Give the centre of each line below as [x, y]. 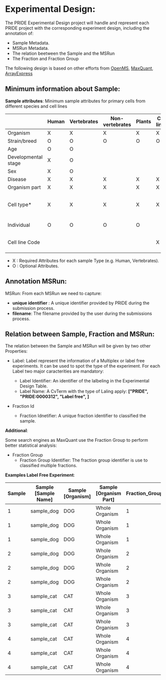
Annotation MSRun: [36, 281]
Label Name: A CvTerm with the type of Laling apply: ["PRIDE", [84, 391]
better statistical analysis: [31, 445]
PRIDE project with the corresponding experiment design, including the [77, 28]
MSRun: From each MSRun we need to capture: [53, 293]
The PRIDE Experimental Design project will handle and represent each [77, 23]
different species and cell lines [36, 106]
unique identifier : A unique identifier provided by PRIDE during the [81, 303]
